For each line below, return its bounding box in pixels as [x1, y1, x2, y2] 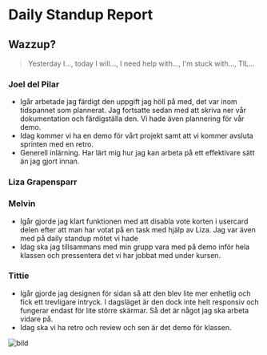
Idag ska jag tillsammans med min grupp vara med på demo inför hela [19, 242, 250, 252]
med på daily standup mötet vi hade [19, 233, 138, 243]
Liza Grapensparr [8, 176, 78, 188]
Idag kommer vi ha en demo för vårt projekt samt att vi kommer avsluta [19, 131, 253, 141]
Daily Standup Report [8, 6, 153, 24]
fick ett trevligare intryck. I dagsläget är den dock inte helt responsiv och [19, 297, 260, 306]
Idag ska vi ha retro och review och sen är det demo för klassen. [19, 322, 232, 332]
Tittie [8, 270, 30, 281]
